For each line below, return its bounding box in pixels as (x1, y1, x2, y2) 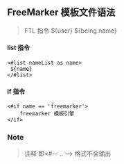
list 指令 (7, 44, 30, 52)
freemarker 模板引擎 (19, 110, 75, 117)
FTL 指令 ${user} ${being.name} (24, 26, 118, 35)
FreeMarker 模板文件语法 (7, 6, 116, 19)
